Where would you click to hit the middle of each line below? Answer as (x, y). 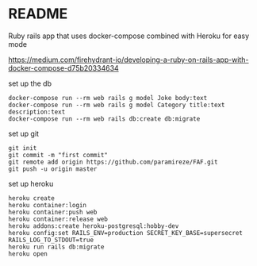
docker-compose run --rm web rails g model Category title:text (117, 105)
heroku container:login (48, 205)
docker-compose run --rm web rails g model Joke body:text (108, 98)
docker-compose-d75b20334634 (63, 67)
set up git (24, 133)
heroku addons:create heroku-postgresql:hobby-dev (94, 226)
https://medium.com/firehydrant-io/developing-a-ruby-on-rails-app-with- (128, 60)
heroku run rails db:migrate (56, 247)
